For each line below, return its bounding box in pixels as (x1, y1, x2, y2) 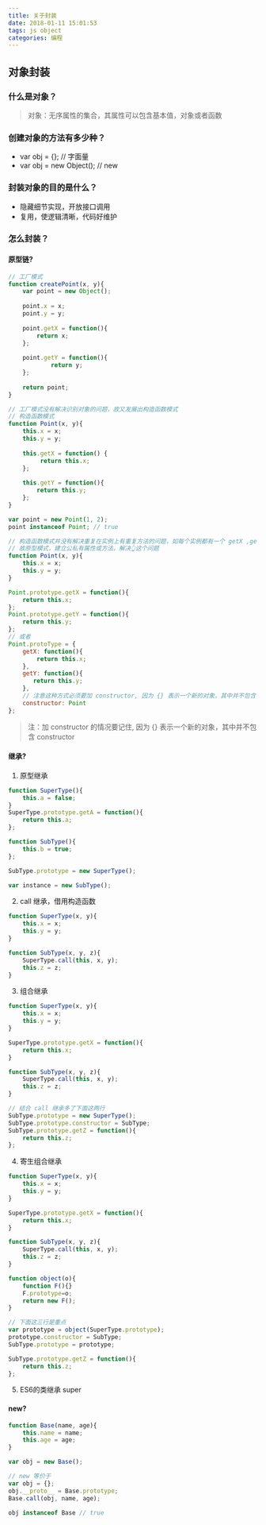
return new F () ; (22, 1296, 77, 1305)
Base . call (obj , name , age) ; (8, 1494, 101, 1502)
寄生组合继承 (19, 1156, 62, 1166)
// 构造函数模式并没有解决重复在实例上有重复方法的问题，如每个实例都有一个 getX (8, 537, 243, 545)
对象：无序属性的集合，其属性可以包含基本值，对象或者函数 (27, 110, 222, 120)
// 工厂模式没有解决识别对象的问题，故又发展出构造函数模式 (8, 405, 178, 413)
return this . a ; (22, 816, 73, 824)
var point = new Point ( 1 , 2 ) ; (8, 515, 108, 523)
